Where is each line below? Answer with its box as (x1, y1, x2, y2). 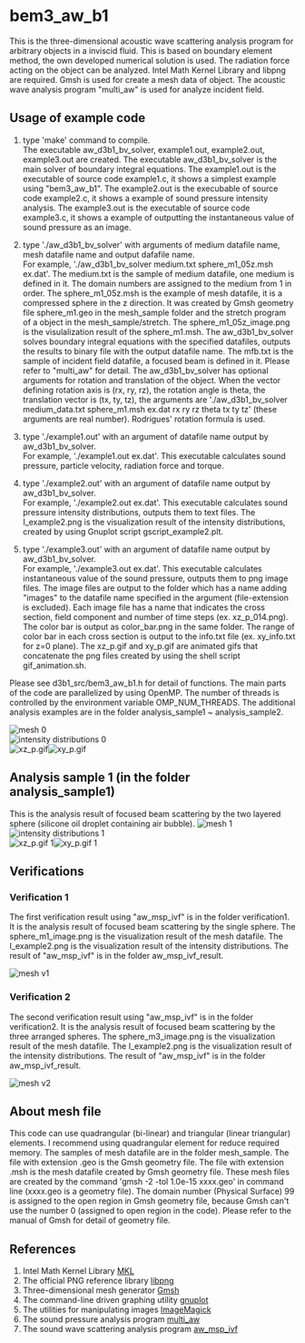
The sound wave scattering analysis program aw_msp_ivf (22, 1324, 239, 1335)
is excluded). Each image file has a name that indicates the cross (22, 602, 266, 613)
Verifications (9, 863, 84, 879)
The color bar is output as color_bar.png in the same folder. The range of (22, 621, 295, 632)
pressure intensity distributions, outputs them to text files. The (22, 506, 256, 517)
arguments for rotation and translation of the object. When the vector (22, 374, 281, 385)
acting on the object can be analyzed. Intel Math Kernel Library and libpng (9, 65, 286, 76)
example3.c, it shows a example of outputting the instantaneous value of (22, 211, 295, 223)
